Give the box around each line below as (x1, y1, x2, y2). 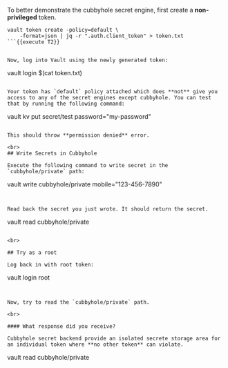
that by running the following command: (7, 100, 126, 107)
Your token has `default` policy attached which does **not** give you (7, 88, 218, 95)
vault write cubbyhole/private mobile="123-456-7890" (7, 180, 162, 188)
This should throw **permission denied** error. (7, 132, 150, 139)
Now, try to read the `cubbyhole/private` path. (7, 299, 150, 306)
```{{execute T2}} (7, 39, 60, 46)
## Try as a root (7, 249, 57, 256)
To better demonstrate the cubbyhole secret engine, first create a (7, 6, 193, 14)
